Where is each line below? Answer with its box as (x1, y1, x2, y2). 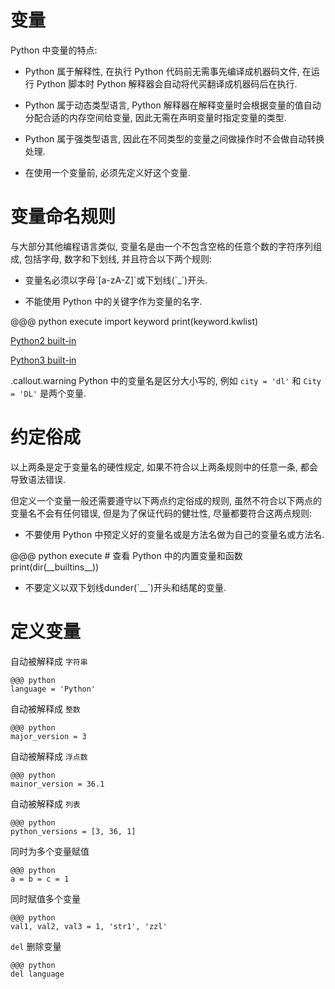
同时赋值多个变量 (10, 892, 81, 905)
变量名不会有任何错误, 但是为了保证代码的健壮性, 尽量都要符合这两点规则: (10, 507, 312, 519)
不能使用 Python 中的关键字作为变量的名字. (24, 295, 203, 307)
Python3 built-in (10, 354, 77, 366)
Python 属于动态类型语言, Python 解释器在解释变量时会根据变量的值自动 (24, 99, 322, 111)
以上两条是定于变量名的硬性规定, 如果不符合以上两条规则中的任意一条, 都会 (10, 461, 318, 473)
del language (10, 969, 65, 979)
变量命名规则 (10, 206, 117, 228)
